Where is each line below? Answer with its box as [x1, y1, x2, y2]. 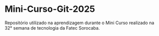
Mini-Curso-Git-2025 [4, 3, 95, 15]
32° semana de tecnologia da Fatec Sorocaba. [4, 25, 100, 31]
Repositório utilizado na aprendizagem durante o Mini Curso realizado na [4, 20, 155, 26]
